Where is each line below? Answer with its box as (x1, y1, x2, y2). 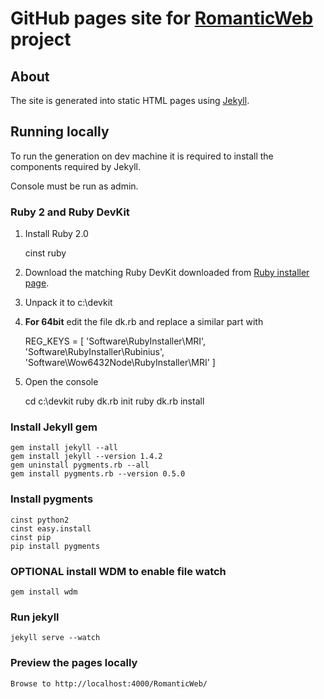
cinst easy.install (10, 523, 92, 534)
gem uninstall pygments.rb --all (10, 460, 150, 471)
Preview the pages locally (10, 656, 138, 670)
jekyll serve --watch (10, 633, 101, 643)
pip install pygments (10, 541, 101, 551)
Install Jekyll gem (10, 420, 98, 434)
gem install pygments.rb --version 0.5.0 (10, 469, 186, 479)
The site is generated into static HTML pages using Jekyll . (10, 95, 250, 106)
